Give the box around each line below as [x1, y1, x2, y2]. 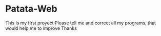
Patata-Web [5, 3, 57, 15]
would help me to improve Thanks [5, 25, 77, 31]
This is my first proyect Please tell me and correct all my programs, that [5, 20, 156, 26]
